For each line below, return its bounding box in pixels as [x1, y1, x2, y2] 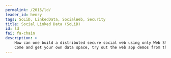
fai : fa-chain [5, 31, 36, 36]
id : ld [5, 26, 19, 31]
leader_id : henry [5, 12, 42, 17]
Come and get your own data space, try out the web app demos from [14, 45, 160, 50]
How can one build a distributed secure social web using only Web [14, 40, 160, 45]
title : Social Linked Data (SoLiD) [5, 21, 81, 27]
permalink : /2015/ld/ [5, 7, 51, 13]
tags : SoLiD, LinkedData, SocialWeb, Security [5, 17, 106, 22]
